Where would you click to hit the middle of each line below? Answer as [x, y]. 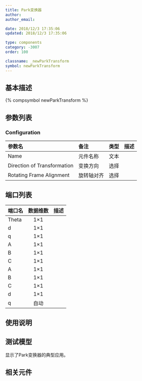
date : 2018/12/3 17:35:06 [32, 28]
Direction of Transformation [41, 166]
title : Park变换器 [24, 10]
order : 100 [17, 52]
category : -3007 [22, 47]
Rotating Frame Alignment [39, 175]
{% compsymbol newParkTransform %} [47, 100]
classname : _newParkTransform [37, 61]
